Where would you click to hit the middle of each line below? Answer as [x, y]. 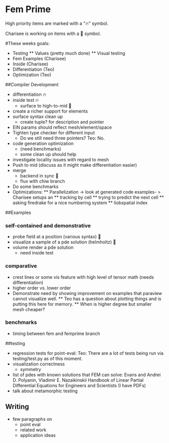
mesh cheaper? [29, 309]
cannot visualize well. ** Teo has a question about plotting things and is [87, 299]
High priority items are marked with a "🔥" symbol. [57, 23]
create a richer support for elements [50, 111]
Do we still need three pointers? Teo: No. [62, 138]
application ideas [38, 435]
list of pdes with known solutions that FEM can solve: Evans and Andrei [87, 375]
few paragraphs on [32, 419]
